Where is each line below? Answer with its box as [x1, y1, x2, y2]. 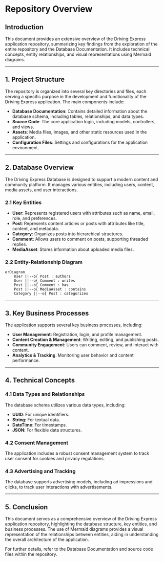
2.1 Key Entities [5, 199, 42, 206]
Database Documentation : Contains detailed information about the [12, 108, 147, 114]
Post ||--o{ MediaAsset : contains [14, 287, 86, 292]
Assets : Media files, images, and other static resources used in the [12, 129, 147, 135]
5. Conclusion [5, 503, 48, 511]
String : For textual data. [12, 417, 60, 423]
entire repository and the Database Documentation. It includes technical [5, 46, 150, 52]
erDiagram [5, 270, 25, 275]
